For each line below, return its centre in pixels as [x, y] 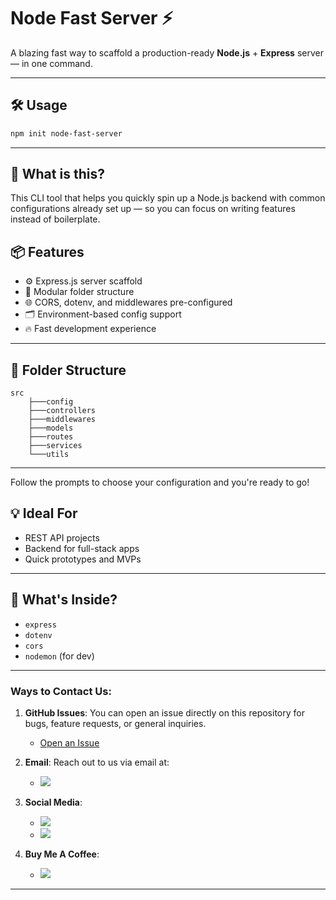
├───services [55, 446]
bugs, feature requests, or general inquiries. [115, 723]
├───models [51, 428]
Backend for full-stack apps [82, 548]
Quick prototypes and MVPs [83, 559]
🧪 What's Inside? [64, 600]
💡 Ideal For [44, 513]
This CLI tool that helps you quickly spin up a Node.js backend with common [168, 198]
